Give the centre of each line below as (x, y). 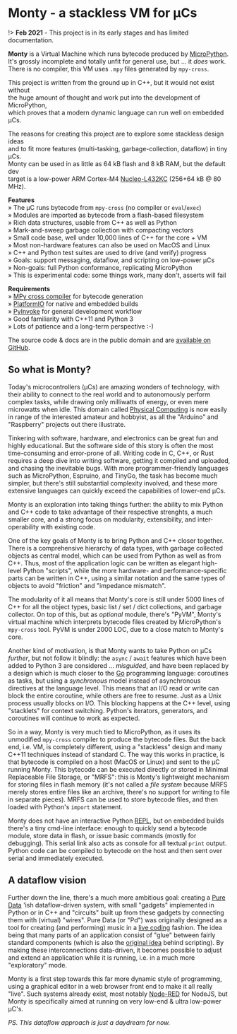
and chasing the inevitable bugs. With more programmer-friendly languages (118, 468)
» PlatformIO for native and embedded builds (73, 304)
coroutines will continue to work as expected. (74, 718)
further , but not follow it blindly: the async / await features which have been (117, 658)
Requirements (29, 288)
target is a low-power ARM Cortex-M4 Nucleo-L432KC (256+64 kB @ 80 (115, 179)
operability (24, 527)
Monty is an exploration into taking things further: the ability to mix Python (116, 504)
